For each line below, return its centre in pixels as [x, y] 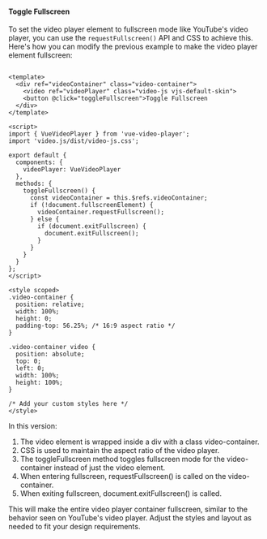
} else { [44, 219]
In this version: [33, 426]
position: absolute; [50, 354]
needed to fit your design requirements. [74, 527]
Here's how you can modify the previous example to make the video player [133, 47]
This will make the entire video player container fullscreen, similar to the [128, 509]
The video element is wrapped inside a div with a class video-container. [140, 442]
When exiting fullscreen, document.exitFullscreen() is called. [121, 494]
